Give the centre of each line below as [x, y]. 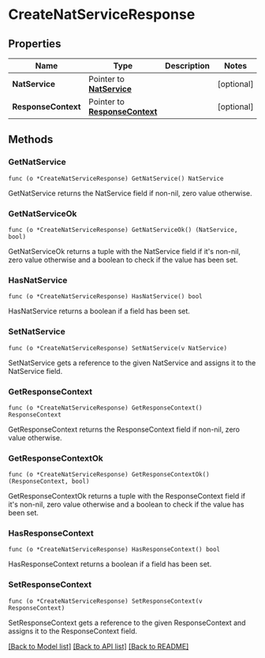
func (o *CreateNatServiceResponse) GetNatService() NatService [116, 178]
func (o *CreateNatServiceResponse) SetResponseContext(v [105, 601]
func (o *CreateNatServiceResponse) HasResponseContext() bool [114, 550]
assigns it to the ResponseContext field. [73, 631]
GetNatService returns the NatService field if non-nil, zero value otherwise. [130, 193]
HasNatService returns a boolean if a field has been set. [99, 311]
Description [188, 66]
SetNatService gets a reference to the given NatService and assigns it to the [132, 363]
